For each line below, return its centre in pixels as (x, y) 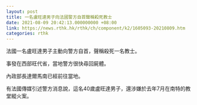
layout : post (22, 12)
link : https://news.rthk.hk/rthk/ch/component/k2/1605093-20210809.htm (96, 28)
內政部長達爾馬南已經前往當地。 (45, 76)
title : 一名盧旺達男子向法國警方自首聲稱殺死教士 (59, 17)
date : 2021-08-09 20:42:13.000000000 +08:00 (61, 22)
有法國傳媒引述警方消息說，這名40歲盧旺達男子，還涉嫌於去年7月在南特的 (96, 88)
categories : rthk (27, 34)
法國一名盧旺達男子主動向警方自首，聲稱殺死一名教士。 (73, 51)
